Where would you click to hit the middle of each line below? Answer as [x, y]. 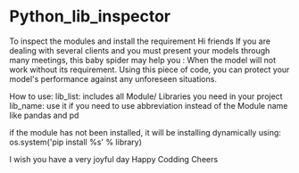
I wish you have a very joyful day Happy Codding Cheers [114, 159]
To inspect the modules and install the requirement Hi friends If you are [140, 41]
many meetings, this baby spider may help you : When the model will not [143, 60]
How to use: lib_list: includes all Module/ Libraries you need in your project [146, 96]
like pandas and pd [44, 115]
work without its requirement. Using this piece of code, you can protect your [149, 70]
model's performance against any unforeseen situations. [113, 78]
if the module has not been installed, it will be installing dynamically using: [145, 132]
